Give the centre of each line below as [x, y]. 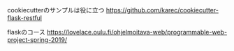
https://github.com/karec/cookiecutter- [162, 10]
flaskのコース [26, 32]
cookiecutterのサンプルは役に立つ [56, 10]
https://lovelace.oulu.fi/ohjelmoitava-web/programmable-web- [137, 32]
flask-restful [24, 18]
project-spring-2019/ [37, 40]
